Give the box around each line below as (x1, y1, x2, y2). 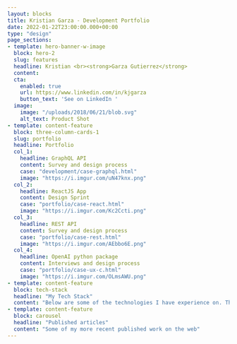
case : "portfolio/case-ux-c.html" (20, 266, 121, 273)
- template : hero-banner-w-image (7, 43, 106, 50)
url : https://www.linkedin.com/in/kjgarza (20, 89, 147, 96)
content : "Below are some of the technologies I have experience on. (13, 299, 222, 307)
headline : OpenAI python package (20, 254, 119, 261)
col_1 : (13, 148, 33, 155)
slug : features (13, 57, 59, 64)
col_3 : (13, 214, 33, 221)
